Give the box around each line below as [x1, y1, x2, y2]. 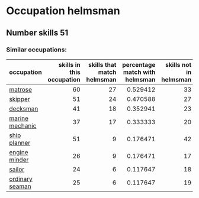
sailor [9, 165, 25, 173]
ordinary [9, 174, 33, 183]
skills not [165, 60, 192, 69]
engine [9, 148, 28, 156]
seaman [9, 182, 31, 190]
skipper [9, 95, 31, 103]
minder [9, 155, 29, 164]
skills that [88, 60, 117, 69]
